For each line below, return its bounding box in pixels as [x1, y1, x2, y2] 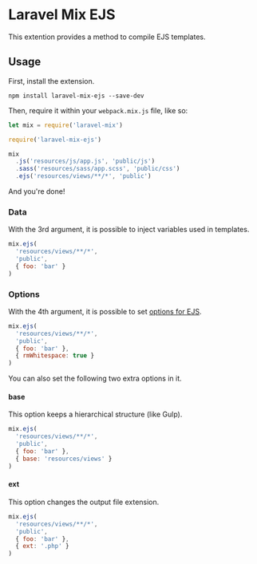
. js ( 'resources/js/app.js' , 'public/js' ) [15, 157, 156, 165]
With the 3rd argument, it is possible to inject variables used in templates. [8, 225, 250, 235]
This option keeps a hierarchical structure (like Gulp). [8, 409, 183, 420]
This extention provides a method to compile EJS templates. [8, 32, 206, 41]
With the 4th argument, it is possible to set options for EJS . [8, 306, 202, 316]
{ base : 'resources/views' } [15, 455, 113, 463]
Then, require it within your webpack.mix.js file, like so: [8, 105, 188, 115]
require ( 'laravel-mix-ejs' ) [8, 136, 102, 144]
